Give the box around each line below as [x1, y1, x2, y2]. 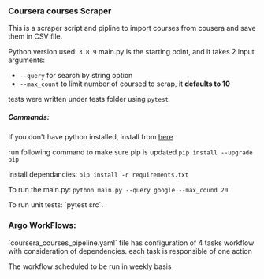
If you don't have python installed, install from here [8, 132, 173, 142]
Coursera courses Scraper [8, 6, 112, 17]
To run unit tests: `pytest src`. [8, 200, 104, 210]
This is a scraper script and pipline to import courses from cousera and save [8, 24, 256, 33]
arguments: [8, 55, 46, 65]
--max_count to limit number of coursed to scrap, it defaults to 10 [19, 79, 231, 88]
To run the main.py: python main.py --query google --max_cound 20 [8, 185, 229, 195]
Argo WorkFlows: [8, 220, 76, 231]
